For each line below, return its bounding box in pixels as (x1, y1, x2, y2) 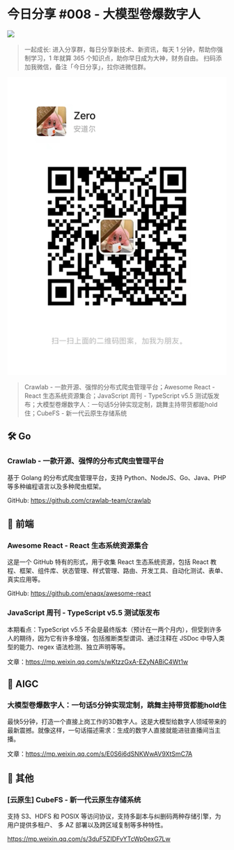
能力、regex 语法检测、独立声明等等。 (19, 643, 130, 651)
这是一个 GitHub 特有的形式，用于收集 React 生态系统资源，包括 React (7, 558, 209, 566)
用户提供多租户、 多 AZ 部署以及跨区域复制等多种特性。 (7, 821, 167, 829)
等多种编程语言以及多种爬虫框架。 (7, 482, 105, 491)
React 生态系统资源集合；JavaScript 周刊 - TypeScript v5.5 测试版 (24, 392, 214, 400)
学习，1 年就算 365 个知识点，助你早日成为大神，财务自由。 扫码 (30, 54, 216, 62)
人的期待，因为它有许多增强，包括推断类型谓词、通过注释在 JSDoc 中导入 (7, 634, 219, 642)
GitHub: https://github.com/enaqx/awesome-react (7, 589, 151, 597)
